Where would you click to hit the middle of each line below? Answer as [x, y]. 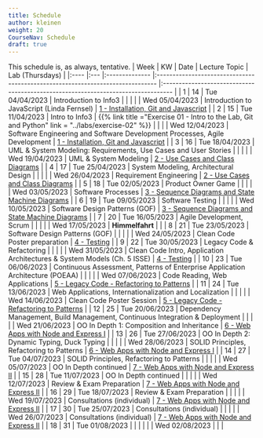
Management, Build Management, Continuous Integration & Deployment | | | [131, 317]
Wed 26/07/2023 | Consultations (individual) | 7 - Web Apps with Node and [130, 418]
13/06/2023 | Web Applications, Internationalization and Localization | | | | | [129, 292]
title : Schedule [35, 15]
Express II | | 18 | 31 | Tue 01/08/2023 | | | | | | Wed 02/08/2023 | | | [116, 425]
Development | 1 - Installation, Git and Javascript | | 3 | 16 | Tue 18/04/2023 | [131, 142]
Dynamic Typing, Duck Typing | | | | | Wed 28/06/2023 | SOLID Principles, [127, 342]
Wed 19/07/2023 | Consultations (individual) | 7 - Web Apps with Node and [129, 400]
